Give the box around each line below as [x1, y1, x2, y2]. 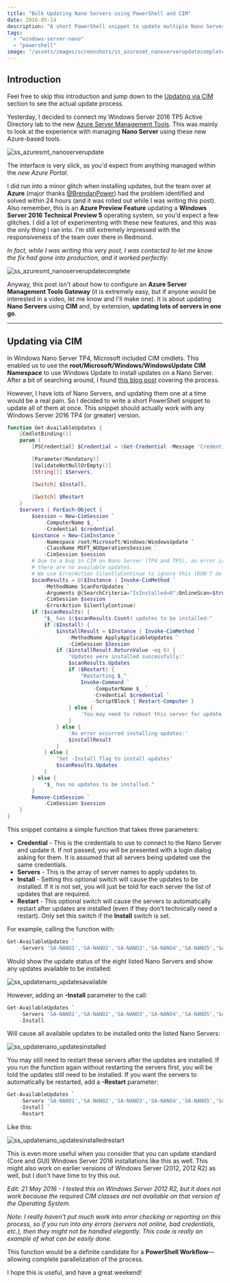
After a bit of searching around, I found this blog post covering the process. [7, 376, 220, 384]
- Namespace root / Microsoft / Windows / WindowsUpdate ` [43, 538, 194, 545]
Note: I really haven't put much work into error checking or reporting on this [7, 1212, 221, 1220]
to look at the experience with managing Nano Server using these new [7, 127, 207, 135]
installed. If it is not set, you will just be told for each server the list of [16, 883, 212, 890]
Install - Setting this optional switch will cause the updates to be [16, 875, 199, 883]
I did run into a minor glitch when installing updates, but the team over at [7, 181, 212, 190]
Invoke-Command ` [80, 679, 130, 685]
